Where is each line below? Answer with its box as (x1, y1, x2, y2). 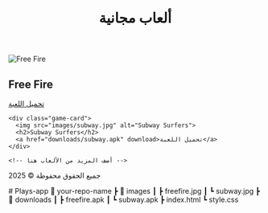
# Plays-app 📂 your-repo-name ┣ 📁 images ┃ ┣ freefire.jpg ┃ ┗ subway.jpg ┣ (8, 186, 260, 195)
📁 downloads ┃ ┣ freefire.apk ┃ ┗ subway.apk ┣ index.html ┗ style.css (8, 195, 239, 204)
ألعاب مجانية (98, 9, 172, 27)
